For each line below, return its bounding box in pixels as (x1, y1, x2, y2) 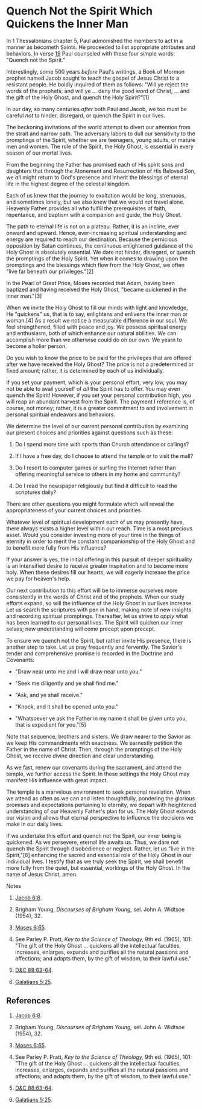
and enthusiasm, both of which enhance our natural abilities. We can (6, 329, 177, 336)
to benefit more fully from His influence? (6, 544, 107, 551)
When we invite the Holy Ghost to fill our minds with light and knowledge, (6, 304, 188, 311)
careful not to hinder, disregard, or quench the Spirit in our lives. (6, 112, 166, 119)
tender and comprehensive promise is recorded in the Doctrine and (6, 649, 174, 657)
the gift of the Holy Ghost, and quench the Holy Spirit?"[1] (6, 94, 150, 101)
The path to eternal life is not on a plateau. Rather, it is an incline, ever (6, 222, 180, 230)
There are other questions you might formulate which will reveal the (6, 500, 174, 507)
